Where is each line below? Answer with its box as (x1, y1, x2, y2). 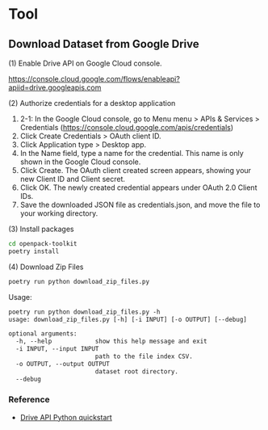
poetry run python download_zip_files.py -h (8, 308, 161, 316)
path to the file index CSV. (94, 352, 194, 360)
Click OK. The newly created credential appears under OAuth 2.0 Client (19, 183, 258, 192)
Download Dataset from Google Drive (8, 37, 199, 51)
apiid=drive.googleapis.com (8, 82, 102, 92)
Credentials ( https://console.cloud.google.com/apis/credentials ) (19, 123, 234, 132)
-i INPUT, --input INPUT (15, 345, 99, 353)
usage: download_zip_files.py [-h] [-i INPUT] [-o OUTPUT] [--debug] (8, 315, 248, 323)
